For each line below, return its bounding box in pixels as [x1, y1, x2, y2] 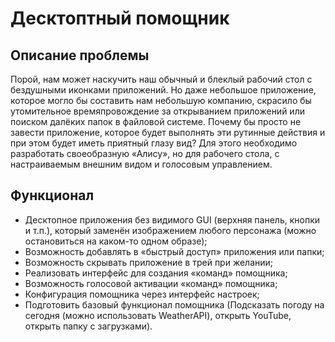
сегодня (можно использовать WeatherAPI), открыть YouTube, [24, 309, 292, 321]
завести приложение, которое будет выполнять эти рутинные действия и [10, 127, 326, 138]
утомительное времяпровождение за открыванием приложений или [10, 105, 305, 117]
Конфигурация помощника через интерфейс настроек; [24, 288, 260, 300]
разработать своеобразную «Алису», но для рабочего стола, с [10, 148, 280, 159]
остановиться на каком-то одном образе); [24, 235, 208, 247]
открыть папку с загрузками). [24, 320, 153, 332]
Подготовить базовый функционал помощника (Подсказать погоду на [24, 298, 325, 311]
